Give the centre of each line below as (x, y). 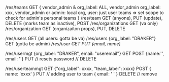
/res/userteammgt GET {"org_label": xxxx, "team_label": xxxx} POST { (78, 68)
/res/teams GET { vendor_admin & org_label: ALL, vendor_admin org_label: (83, 7)
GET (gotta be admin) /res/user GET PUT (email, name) (63, 44)
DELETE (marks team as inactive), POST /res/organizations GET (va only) (82, 23)
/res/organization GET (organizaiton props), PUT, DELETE (65, 29)
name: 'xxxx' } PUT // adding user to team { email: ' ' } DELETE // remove (81, 74)
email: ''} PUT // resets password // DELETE (51, 59)
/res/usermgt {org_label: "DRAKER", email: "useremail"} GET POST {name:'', (85, 53)
